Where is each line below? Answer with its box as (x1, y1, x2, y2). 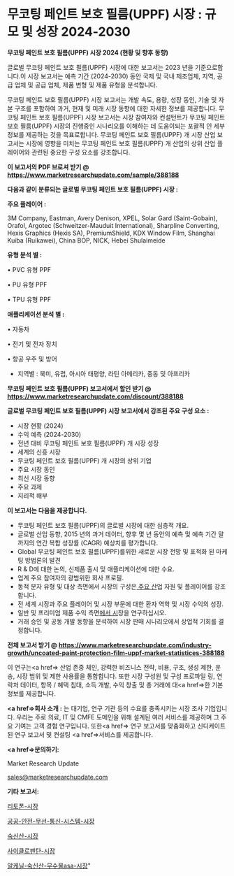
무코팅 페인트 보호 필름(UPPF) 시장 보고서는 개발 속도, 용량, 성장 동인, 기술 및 (7, 95, 217, 103)
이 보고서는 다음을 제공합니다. (7, 506, 87, 515)
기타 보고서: (7, 787, 40, 796)
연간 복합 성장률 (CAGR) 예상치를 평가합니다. (36, 538, 159, 547)
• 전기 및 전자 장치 (7, 340, 57, 348)
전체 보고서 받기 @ (7, 640, 58, 649)
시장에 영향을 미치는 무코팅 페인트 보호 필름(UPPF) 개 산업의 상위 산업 (25, 139, 216, 148)
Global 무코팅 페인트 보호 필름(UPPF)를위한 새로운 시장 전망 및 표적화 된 (17, 547, 215, 556)
